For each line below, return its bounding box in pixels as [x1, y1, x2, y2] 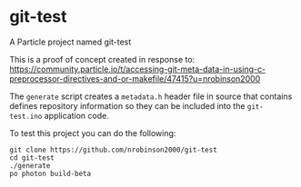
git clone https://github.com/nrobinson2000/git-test [9, 145, 218, 154]
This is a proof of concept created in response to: [9, 54, 196, 64]
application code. [44, 110, 109, 121]
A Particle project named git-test [9, 36, 132, 47]
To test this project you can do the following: [9, 127, 176, 138]
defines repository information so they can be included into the [9, 100, 246, 111]
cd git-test [9, 153, 55, 162]
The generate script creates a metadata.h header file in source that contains [9, 91, 293, 102]
